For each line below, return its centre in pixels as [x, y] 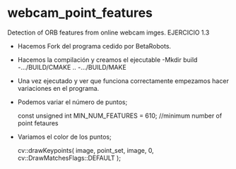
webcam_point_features [80, 13]
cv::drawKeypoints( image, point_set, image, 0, [85, 150]
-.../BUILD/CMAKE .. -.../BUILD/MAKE [72, 67]
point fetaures [38, 123]
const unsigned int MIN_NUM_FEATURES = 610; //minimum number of [120, 115]
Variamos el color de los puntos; [64, 137]
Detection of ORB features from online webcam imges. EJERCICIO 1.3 [108, 32]
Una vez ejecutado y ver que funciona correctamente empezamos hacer [123, 81]
